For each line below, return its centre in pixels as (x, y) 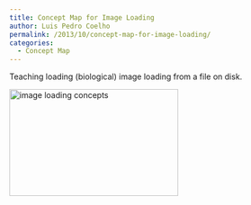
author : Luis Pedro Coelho (60, 26)
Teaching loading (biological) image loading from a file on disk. (126, 76)
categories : (31, 43)
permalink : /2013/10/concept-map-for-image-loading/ (110, 34)
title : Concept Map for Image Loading (82, 18)
